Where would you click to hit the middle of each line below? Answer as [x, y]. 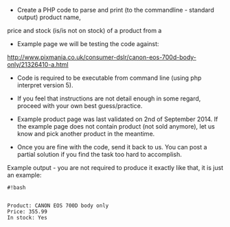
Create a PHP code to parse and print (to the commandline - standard [115, 10]
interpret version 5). [45, 85]
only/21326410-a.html [38, 64]
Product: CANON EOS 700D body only [58, 206]
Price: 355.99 [27, 212]
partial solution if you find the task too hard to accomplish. [99, 154]
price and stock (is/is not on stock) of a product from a [84, 31]
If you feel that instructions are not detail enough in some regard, [109, 98]
